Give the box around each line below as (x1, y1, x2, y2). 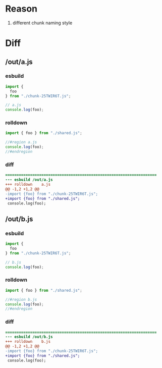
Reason (5, 3, 38, 15)
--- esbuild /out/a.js (5, 177, 53, 182)
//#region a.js (5, 140, 37, 145)
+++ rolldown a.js (5, 182, 51, 187)
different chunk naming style (12, 20, 73, 26)
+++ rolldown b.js (5, 339, 51, 344)
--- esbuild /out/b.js (5, 334, 53, 340)
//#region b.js (5, 297, 37, 302)
